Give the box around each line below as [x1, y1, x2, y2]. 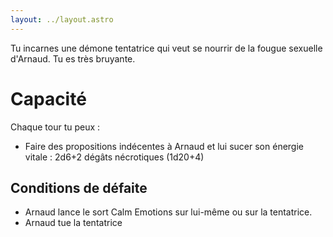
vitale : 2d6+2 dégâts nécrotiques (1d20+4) [24, 151, 205, 163]
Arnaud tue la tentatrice [24, 217, 123, 229]
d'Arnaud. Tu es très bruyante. [10, 52, 136, 65]
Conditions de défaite [10, 179, 148, 196]
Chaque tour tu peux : [10, 121, 101, 133]
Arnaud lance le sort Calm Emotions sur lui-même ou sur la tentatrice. [24, 206, 313, 218]
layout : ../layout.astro [10, 14, 114, 25]
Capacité [10, 87, 87, 110]
